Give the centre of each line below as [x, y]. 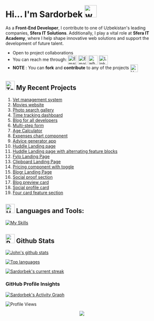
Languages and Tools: [50, 211]
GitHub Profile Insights [33, 284]
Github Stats [35, 241]
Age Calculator [27, 130]
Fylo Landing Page [31, 156]
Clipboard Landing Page [37, 161]
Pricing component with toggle [43, 167]
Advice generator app [34, 141]
